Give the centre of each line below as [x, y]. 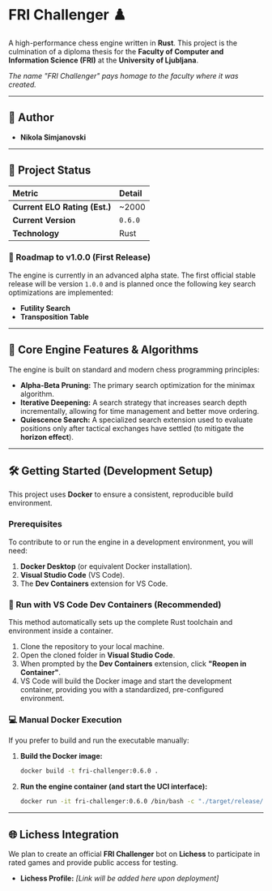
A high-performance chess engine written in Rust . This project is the [123, 43]
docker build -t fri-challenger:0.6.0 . [89, 771]
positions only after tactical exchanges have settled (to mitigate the [132, 428]
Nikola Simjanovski [53, 137]
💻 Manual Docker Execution [65, 720]
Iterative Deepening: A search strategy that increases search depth [133, 402]
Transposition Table [54, 316]
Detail [130, 193]
